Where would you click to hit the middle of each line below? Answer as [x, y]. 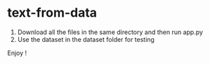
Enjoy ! [17, 53]
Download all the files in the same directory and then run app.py [110, 32]
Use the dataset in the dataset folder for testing [86, 39]
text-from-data [52, 13]
